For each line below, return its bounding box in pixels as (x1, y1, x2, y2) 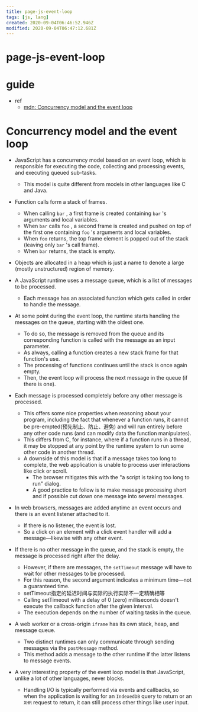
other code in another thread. (23, 448, 96, 456)
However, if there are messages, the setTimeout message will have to (23, 564, 192, 571)
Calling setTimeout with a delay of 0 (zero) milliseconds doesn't (23, 596, 179, 604)
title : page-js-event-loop (6, 8, 73, 15)
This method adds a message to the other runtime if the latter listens (23, 651, 190, 658)
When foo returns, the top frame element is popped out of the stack (23, 235, 189, 242)
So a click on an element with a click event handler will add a (23, 528, 172, 535)
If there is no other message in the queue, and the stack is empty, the (14, 546, 184, 553)
